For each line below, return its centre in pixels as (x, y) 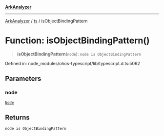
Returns (18, 118)
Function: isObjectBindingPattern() (77, 41)
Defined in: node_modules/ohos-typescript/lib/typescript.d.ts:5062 (72, 63)
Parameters (23, 79)
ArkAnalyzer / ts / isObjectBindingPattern (46, 21)
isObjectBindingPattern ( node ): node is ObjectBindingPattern (79, 54)
